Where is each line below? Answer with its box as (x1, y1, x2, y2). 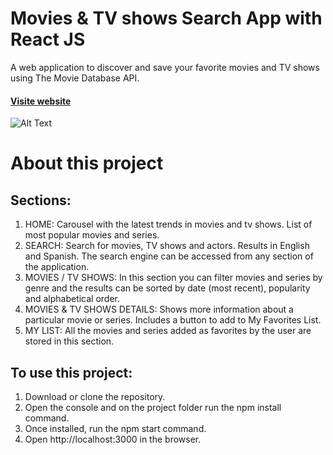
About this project (10, 152, 164, 175)
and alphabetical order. (24, 293, 121, 305)
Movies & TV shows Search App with (10, 7, 323, 30)
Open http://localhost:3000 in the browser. (24, 433, 202, 445)
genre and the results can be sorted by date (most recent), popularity (24, 282, 311, 294)
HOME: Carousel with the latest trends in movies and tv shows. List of (24, 218, 313, 231)
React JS (10, 28, 86, 51)
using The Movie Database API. (10, 72, 140, 84)
